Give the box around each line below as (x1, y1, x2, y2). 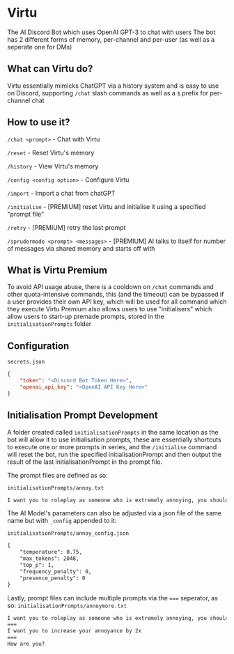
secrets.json (7, 359, 45, 366)
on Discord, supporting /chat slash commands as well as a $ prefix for (7, 88, 209, 97)
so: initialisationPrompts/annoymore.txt (7, 601, 127, 609)
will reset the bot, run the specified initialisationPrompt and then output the (7, 450, 221, 458)
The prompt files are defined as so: (7, 471, 108, 479)
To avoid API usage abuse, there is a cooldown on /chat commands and (7, 283, 214, 291)
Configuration (7, 340, 70, 352)
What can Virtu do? (7, 63, 93, 75)
